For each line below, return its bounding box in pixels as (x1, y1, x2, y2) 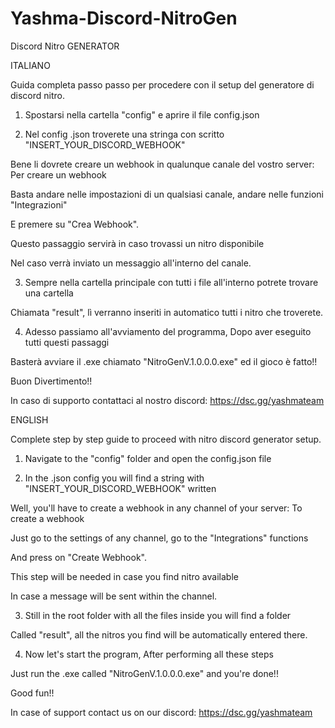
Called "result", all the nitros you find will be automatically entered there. (10, 628, 308, 641)
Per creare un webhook (10, 168, 107, 181)
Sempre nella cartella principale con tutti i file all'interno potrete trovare (24, 276, 319, 288)
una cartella (24, 287, 74, 299)
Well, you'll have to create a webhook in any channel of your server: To (10, 502, 303, 514)
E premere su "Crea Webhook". (10, 218, 140, 230)
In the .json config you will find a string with (24, 472, 205, 484)
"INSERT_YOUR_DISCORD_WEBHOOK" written (24, 482, 217, 494)
